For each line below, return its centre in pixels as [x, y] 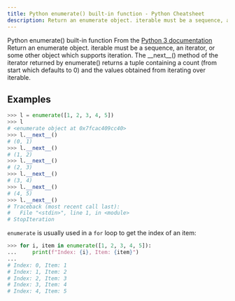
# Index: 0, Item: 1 [37, 265]
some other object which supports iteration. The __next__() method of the [113, 55]
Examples [29, 99]
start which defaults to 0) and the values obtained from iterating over [107, 70]
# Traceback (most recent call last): [64, 206]
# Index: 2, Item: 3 [37, 278]
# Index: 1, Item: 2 [37, 272]
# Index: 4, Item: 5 [37, 291]
